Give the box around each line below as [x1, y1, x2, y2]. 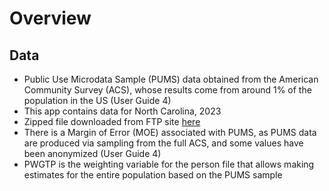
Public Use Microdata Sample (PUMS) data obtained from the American [23, 73, 319, 85]
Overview [9, 7, 92, 30]
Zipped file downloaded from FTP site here [23, 116, 201, 127]
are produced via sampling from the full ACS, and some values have [23, 137, 304, 149]
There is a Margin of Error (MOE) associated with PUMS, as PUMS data [23, 127, 317, 138]
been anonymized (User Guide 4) [23, 148, 162, 159]
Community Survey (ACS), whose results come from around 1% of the [23, 84, 312, 96]
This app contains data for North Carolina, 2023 [23, 105, 222, 117]
